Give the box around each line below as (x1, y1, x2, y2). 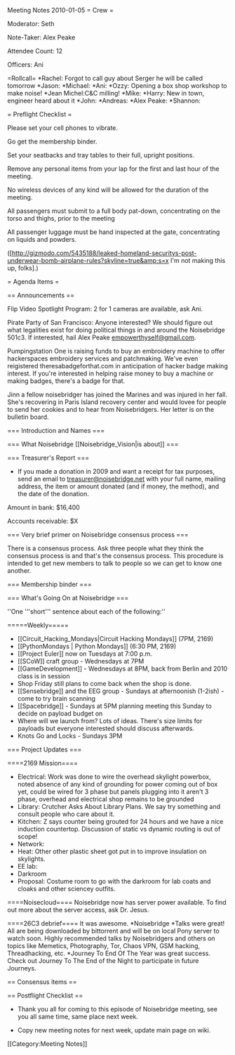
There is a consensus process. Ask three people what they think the (7, 544, 204, 552)
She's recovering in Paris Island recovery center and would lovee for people (7, 398, 227, 406)
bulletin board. (7, 413, 49, 421)
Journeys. (7, 964, 36, 972)
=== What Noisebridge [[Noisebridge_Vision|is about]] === (7, 440, 179, 448)
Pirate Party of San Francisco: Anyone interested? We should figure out (7, 318, 213, 326)
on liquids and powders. (7, 235, 77, 243)
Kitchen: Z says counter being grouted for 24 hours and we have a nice (17, 817, 224, 825)
